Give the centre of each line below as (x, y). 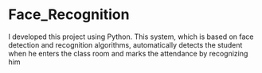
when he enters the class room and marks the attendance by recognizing (128, 53)
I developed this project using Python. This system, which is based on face (131, 36)
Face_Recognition (69, 15)
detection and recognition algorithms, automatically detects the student (125, 44)
